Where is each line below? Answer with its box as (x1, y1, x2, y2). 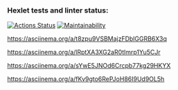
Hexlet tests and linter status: (7, 6, 109, 15)
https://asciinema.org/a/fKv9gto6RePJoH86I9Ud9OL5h (7, 75, 165, 83)
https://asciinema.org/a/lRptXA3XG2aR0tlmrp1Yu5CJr (7, 48, 161, 57)
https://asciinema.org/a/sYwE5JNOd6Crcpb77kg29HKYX (7, 62, 171, 70)
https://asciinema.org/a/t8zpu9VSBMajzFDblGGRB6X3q (7, 35, 168, 43)
